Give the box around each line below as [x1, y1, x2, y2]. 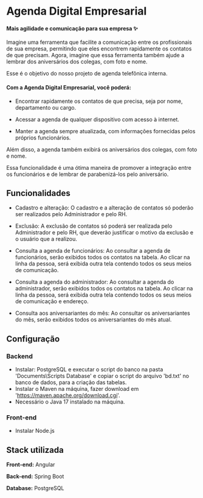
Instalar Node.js [15, 427, 55, 435]
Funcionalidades [6, 188, 71, 198]
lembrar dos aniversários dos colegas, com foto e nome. [6, 58, 148, 65]
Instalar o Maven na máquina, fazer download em [15, 385, 139, 393]
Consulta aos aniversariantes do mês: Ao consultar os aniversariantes [15, 309, 190, 317]
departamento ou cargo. [15, 103, 77, 111]
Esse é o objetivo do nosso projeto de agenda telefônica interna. [6, 70, 168, 77]
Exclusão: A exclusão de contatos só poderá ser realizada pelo [15, 222, 173, 230]
